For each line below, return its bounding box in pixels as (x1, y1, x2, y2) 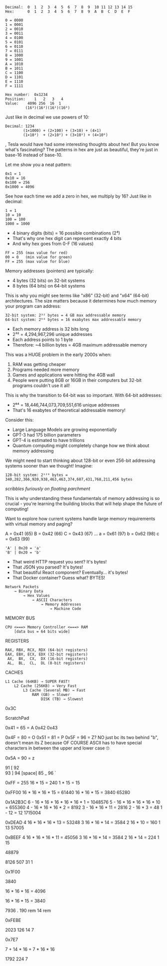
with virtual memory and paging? (5, 521, 73, 527)
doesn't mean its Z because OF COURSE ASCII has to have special (5, 740, 142, 745)
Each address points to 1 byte (12, 336, 73, 342)
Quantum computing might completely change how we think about (12, 442, 150, 448)
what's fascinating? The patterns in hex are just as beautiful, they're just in (5, 146, 158, 152)
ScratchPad (5, 715, 29, 721)
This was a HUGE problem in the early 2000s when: (5, 351, 112, 357)
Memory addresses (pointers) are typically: (5, 268, 94, 273)
